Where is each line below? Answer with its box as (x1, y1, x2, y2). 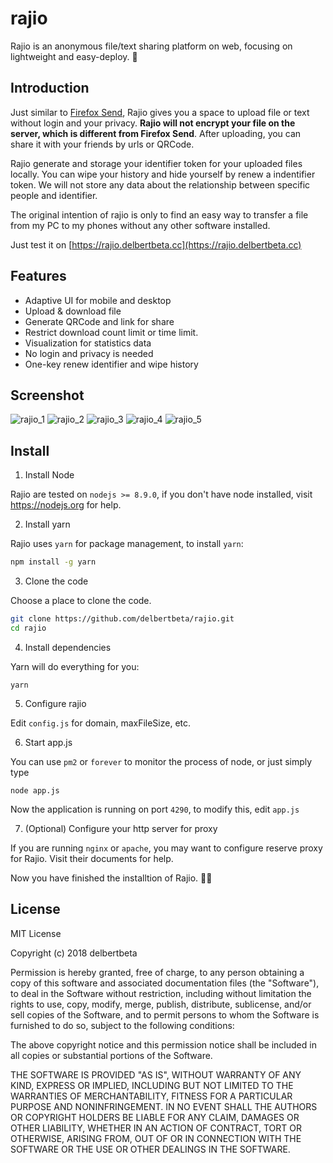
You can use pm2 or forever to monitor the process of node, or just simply (10, 755, 313, 767)
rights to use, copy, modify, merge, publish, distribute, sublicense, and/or (10, 998, 312, 1010)
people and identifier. (10, 189, 98, 201)
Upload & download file (24, 305, 122, 317)
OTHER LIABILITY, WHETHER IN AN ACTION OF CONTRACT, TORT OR (10, 1122, 302, 1134)
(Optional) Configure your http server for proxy (24, 822, 218, 834)
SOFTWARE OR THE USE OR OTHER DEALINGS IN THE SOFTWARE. (10, 1143, 291, 1155)
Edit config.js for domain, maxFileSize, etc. (10, 717, 192, 729)
